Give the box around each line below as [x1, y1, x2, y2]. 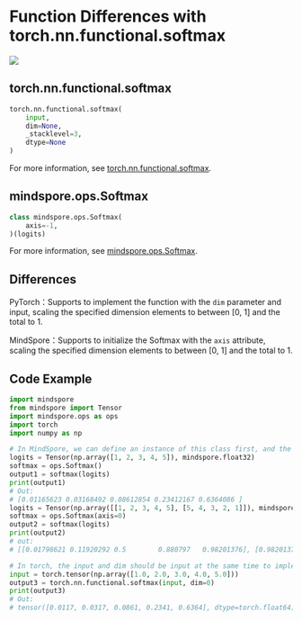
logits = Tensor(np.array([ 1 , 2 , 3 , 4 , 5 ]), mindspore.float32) [9, 453, 255, 463]
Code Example [9, 371, 93, 386]
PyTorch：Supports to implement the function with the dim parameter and [9, 297, 281, 308]
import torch [9, 420, 58, 429]
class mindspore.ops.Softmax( [9, 212, 123, 221]
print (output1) [9, 478, 67, 487]
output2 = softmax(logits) [9, 520, 111, 529]
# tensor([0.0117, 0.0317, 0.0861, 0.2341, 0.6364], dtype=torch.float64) [9, 603, 296, 613]
